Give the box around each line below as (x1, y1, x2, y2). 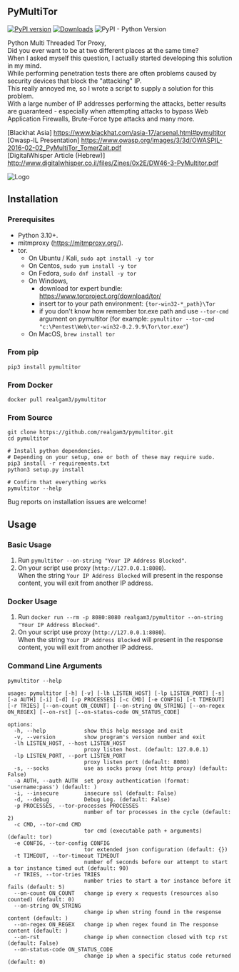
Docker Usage (7, 596, 58, 606)
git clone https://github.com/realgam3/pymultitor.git (7, 429, 174, 436)
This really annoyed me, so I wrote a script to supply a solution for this (7, 84, 214, 92)
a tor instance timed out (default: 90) (7, 864, 130, 872)
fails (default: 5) (7, 883, 66, 891)
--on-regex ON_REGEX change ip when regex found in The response (14, 921, 219, 928)
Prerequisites (7, 214, 55, 224)
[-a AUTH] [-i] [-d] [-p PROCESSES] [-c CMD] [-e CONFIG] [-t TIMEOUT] (7, 696, 225, 703)
